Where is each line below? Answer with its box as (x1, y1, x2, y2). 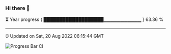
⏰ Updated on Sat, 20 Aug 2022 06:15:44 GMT (5, 33, 104, 39)
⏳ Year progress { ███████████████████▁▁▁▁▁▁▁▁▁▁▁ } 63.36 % (5, 16, 164, 22)
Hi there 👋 (5, 5, 31, 12)
